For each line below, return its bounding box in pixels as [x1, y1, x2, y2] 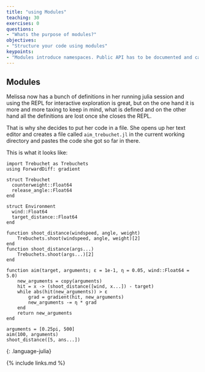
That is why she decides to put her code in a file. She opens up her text [6, 124, 186, 132]
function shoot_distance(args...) [6, 246, 95, 252]
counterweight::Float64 [12, 182, 72, 188]
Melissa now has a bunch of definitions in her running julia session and [6, 93, 184, 101]
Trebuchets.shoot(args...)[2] [17, 251, 95, 258]
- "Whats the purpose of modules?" [6, 32, 97, 38]
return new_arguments [17, 310, 72, 317]
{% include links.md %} [6, 359, 66, 367]
